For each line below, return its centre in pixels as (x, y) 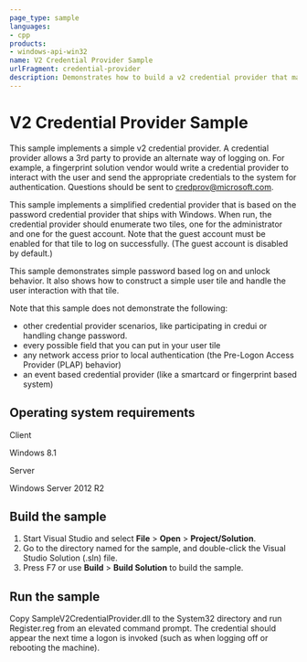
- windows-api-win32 (49, 52)
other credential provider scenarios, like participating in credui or (145, 326)
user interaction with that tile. (64, 290)
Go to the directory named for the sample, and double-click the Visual (154, 549)
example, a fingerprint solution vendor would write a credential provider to (149, 167)
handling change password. (75, 336)
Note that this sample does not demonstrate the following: (119, 308)
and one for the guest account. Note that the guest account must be (138, 233)
